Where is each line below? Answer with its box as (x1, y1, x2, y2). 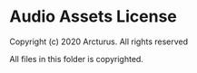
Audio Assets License (9, 6, 177, 27)
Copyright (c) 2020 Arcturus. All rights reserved (9, 36, 189, 47)
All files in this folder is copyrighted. (9, 53, 143, 64)
